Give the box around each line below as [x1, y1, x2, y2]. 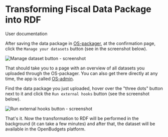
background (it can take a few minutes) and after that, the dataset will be [5, 120, 155, 126]
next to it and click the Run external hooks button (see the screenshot [5, 90, 149, 96]
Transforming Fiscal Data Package [5, 3, 151, 15]
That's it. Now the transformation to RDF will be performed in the [5, 115, 139, 121]
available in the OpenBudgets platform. [5, 126, 86, 132]
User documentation [5, 30, 48, 36]
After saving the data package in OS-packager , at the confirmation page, [5, 40, 155, 46]
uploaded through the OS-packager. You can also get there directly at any [5, 70, 158, 76]
